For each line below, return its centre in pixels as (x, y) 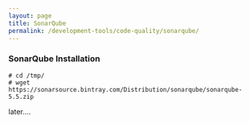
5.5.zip (21, 96)
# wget (19, 82)
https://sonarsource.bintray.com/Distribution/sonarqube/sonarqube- (125, 89)
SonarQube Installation (54, 59)
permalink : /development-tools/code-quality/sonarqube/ (104, 31)
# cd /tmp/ (27, 76)
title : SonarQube (37, 23)
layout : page (30, 16)
